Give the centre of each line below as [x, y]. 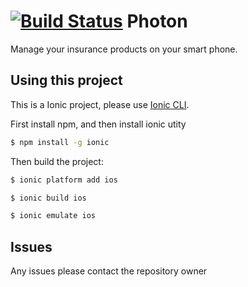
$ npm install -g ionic [60, 142]
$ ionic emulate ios [53, 216]
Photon [157, 21]
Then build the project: [57, 161]
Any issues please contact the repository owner [109, 271]
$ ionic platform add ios [64, 180]
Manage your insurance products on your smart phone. [124, 49]
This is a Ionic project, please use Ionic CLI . [100, 104]
